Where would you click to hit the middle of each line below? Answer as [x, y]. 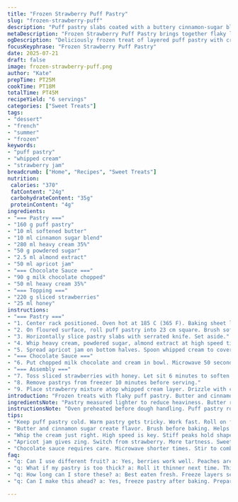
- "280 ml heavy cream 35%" [49, 244]
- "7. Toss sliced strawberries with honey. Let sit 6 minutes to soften [119, 376]
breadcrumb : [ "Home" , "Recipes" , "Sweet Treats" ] [82, 172]
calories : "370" [34, 185]
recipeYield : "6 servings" [47, 100]
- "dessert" [25, 119]
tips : [15, 416]
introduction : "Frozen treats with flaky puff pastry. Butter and [107, 396]
